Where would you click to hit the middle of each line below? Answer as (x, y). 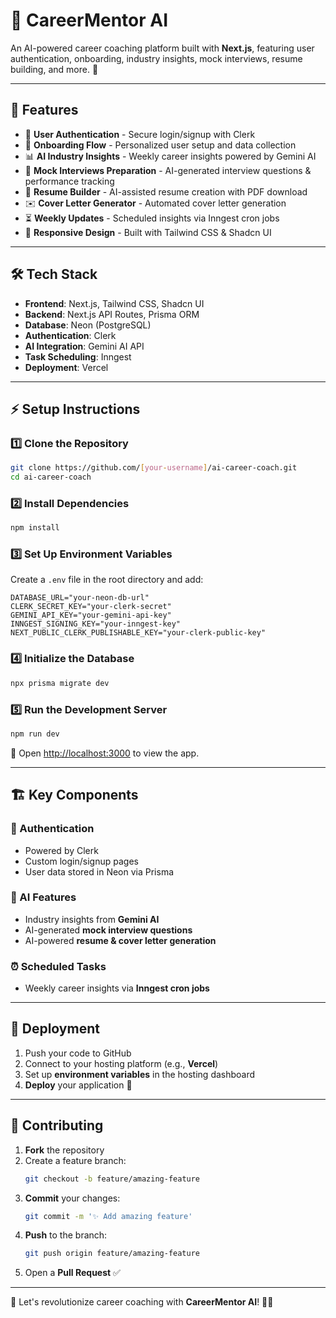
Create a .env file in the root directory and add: (107, 580)
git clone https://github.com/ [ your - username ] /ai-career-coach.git (154, 468)
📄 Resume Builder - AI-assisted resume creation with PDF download (166, 191)
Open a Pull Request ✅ (72, 1273)
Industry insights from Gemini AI (92, 919)
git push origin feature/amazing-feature (112, 1254)
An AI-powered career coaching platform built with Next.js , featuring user (162, 48)
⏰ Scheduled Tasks (58, 966)
